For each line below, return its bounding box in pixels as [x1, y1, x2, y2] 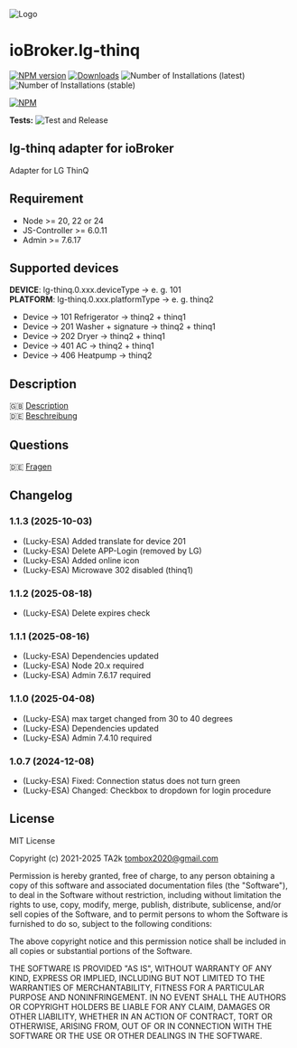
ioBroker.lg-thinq [9, 41, 141, 61]
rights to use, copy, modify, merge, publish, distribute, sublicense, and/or [9, 899, 282, 910]
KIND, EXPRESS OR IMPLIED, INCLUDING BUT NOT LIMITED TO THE [9, 972, 265, 983]
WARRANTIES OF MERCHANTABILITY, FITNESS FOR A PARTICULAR [9, 982, 265, 993]
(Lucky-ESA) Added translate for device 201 [22, 535, 187, 546]
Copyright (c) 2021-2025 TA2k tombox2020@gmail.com [9, 853, 219, 864]
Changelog [9, 488, 73, 504]
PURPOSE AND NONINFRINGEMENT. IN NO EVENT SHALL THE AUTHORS [9, 991, 287, 1003]
